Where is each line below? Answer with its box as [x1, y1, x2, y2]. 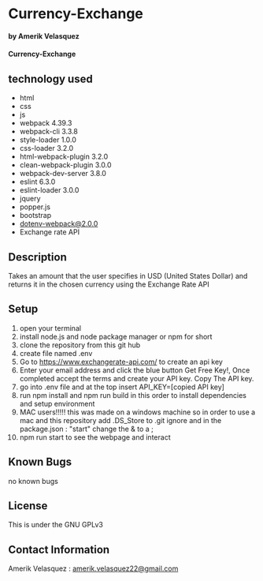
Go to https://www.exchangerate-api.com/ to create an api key [19, 357, 223, 366]
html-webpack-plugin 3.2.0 [19, 152, 109, 162]
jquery [19, 194, 41, 204]
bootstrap [19, 211, 52, 220]
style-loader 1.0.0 [19, 135, 77, 144]
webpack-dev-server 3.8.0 [19, 169, 106, 178]
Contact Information [8, 542, 110, 557]
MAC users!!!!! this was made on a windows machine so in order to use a [19, 407, 256, 417]
